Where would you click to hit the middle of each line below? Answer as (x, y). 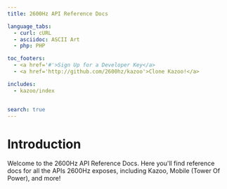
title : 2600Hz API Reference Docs (58, 14)
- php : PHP (30, 46)
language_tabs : (30, 26)
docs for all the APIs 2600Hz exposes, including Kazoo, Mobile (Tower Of (114, 171)
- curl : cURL (33, 33)
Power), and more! (34, 178)
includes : (22, 84)
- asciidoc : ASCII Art (47, 39)
